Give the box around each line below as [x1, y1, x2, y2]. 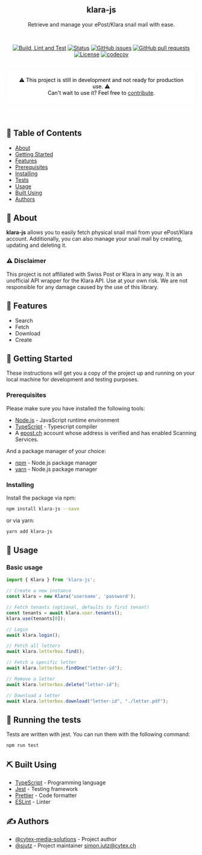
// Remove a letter [6, 676, 55, 682]
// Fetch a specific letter [6, 660, 77, 666]
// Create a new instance [6, 588, 71, 594]
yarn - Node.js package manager [14, 465, 98, 472]
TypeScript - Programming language [14, 778, 106, 786]
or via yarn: [6, 516, 35, 524]
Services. [14, 436, 39, 443]
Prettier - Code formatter [14, 792, 77, 799]
